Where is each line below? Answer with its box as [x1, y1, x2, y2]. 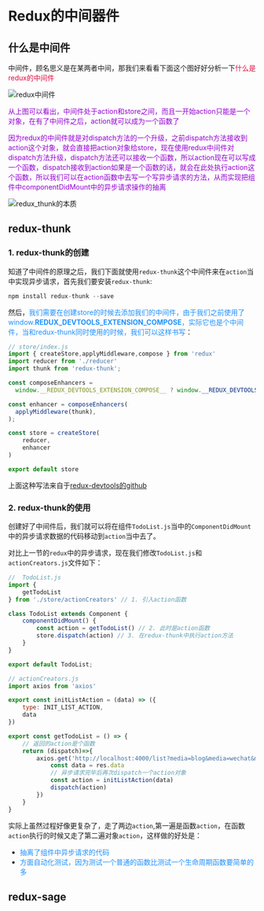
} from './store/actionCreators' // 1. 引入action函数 [8, 596, 187, 603]
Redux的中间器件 [8, 7, 120, 25]
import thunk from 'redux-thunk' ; [8, 365, 122, 373]
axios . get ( [36, 754, 72, 762]
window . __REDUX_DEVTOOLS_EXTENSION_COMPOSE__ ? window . [15, 386, 202, 394]
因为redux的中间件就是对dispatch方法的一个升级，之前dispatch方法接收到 [8, 133, 247, 142]
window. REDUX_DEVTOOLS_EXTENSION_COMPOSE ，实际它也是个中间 [8, 317, 244, 326]
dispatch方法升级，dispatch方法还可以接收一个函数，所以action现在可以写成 [8, 153, 256, 162]
